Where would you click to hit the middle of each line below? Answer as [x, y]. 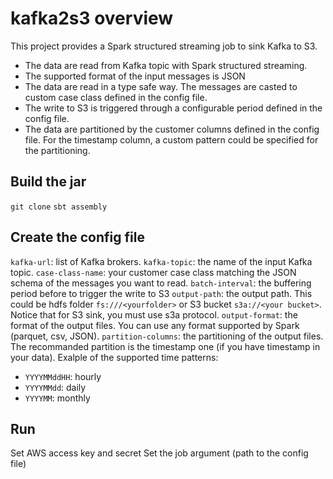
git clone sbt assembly [59, 207]
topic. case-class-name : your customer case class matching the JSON [153, 272]
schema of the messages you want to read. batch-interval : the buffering [161, 283]
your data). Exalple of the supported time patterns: [114, 357]
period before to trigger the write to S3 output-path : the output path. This [161, 293]
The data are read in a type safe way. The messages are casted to [161, 86]
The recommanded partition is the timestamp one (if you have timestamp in [165, 346]
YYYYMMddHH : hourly [63, 376]
